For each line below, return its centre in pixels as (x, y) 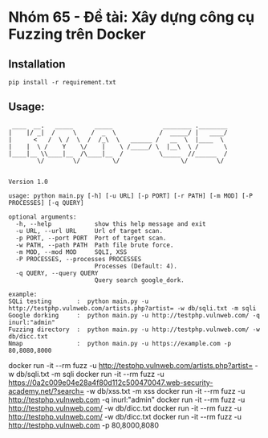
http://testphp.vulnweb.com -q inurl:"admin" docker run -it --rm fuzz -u (127, 399)
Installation (37, 64)
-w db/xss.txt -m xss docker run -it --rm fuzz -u (166, 391)
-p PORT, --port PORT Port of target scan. (91, 238)
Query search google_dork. (139, 280)
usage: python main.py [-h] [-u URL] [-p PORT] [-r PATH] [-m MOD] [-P (130, 196)
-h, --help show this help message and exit (111, 224)
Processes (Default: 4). (136, 266)
